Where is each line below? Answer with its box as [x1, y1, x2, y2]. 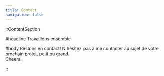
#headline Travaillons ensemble [5, 36, 71, 42]
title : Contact [5, 7, 37, 13]
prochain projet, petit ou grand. [5, 51, 70, 57]
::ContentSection [5, 26, 40, 32]
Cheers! [5, 56, 22, 62]
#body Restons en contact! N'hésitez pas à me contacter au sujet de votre [5, 45, 159, 51]
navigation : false [5, 12, 44, 17]
